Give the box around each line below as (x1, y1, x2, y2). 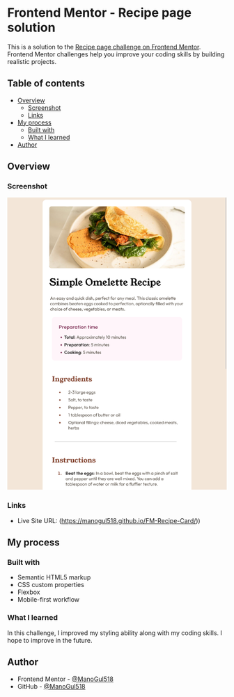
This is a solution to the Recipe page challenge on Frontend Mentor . (7, 42, 201, 51)
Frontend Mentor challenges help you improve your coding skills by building (7, 50, 225, 58)
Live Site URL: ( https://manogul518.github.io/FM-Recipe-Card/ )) (17, 516, 201, 524)
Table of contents (7, 78, 85, 90)
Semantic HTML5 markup (17, 573, 91, 582)
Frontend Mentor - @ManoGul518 (17, 675, 114, 683)
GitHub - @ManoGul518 (17, 682, 86, 690)
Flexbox (17, 588, 40, 596)
